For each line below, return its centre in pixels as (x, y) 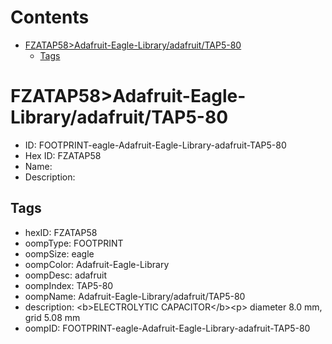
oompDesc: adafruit (66, 275)
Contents (50, 17)
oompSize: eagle (59, 253)
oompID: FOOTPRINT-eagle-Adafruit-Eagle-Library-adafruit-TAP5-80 (167, 328)
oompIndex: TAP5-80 (69, 285)
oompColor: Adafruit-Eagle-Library (97, 264)
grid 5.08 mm (52, 317)
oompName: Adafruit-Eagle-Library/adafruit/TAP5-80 (135, 296)
